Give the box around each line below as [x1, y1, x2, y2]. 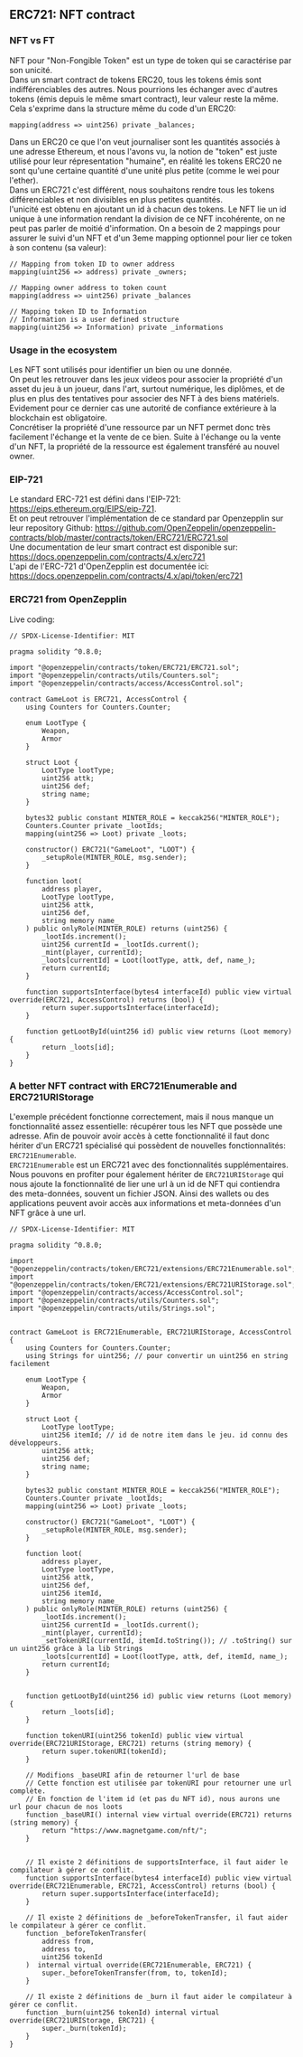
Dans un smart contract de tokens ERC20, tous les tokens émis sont [9, 74, 262, 85]
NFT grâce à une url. [9, 1207, 87, 1218]
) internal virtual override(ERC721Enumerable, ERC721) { [25, 1960, 252, 1969]
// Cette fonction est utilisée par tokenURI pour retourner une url [25, 1779, 293, 1788]
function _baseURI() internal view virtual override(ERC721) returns [25, 1810, 293, 1819]
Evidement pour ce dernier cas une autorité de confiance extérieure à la [9, 402, 277, 413]
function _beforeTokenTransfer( [25, 1929, 147, 1938]
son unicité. [9, 64, 52, 75]
